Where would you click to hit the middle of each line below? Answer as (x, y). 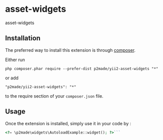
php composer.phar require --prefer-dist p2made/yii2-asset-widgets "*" (82, 69)
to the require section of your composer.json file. (54, 96)
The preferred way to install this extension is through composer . (70, 50)
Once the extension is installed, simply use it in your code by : (68, 123)
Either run (15, 60)
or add (12, 78)
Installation (23, 38)
